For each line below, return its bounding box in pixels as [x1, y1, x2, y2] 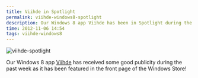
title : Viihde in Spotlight [6, 8, 76, 15]
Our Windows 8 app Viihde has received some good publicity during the [6, 59, 183, 66]
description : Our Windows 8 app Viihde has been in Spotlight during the [6, 20, 193, 26]
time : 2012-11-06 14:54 [6, 25, 65, 32]
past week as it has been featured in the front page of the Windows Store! [6, 65, 187, 72]
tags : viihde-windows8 [6, 31, 62, 37]
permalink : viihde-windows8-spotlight [6, 14, 102, 20]
